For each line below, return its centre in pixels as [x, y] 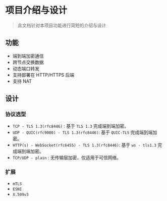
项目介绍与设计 [36, 10]
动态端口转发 [26, 68]
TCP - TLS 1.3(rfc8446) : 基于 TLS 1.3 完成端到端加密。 [71, 126]
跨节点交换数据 [28, 62]
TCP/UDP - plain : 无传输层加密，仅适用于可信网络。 [67, 158]
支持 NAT [22, 81]
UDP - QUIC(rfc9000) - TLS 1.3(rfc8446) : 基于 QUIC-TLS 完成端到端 [82, 132]
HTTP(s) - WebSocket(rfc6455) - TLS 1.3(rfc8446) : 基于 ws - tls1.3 [84, 145]
